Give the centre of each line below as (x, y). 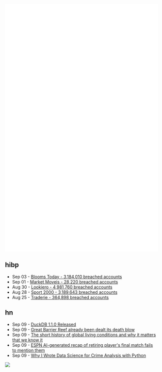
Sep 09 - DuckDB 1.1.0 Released (44, 324)
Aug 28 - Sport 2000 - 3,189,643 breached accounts (65, 292)
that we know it (27, 340)
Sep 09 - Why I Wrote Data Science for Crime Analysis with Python (79, 355)
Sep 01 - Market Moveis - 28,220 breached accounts (65, 282)
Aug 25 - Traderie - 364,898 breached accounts (60, 297)
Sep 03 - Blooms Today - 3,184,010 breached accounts (67, 277)
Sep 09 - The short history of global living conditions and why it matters (84, 335)
